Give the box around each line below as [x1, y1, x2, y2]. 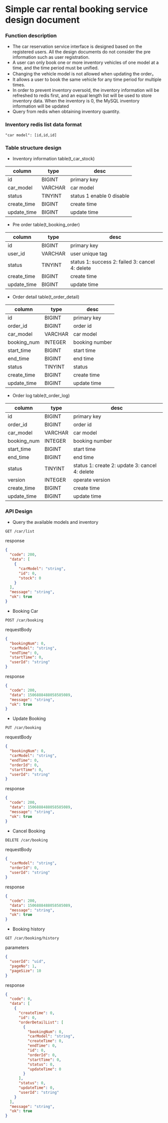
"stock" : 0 [18, 576, 41, 581]
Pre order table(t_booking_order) [12, 222, 80, 228]
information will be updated [12, 103, 69, 109]
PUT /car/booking [5, 725, 41, 730]
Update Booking [12, 715, 46, 722]
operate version [73, 477, 110, 484]
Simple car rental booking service [5, 4, 148, 15]
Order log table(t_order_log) [12, 393, 70, 399]
